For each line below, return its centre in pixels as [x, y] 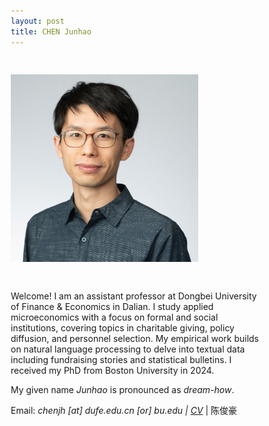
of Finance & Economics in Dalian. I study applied [112, 307]
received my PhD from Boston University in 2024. [112, 371]
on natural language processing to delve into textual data [128, 349]
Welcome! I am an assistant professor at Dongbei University [133, 296]
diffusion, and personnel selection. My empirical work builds [134, 339]
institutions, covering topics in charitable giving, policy [122, 328]
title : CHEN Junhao [51, 31]
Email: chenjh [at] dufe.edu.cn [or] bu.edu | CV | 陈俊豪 [124, 411]
